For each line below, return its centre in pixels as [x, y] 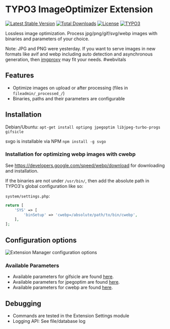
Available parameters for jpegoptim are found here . [66, 282]
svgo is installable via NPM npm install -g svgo [56, 141]
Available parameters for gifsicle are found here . [63, 277]
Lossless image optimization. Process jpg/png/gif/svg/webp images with [81, 33]
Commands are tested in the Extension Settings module [71, 316]
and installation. [22, 171]
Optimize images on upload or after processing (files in [70, 88]
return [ [15, 205]
